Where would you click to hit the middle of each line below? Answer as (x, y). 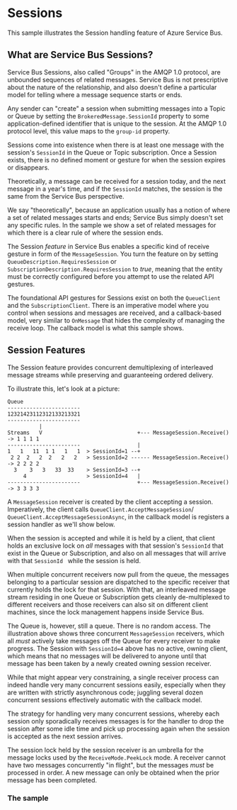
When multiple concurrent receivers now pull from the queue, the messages (118, 574)
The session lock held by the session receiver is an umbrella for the (105, 750)
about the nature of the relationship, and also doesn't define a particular (112, 87)
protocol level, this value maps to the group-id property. (89, 131)
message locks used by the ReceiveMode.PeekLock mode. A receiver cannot (117, 758)
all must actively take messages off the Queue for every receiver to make (114, 640)
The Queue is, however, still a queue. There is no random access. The (109, 626)
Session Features (47, 350)
